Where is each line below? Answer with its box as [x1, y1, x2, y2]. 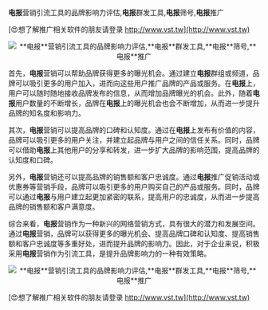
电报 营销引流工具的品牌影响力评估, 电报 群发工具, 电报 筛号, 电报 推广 [8, 8, 225, 17]
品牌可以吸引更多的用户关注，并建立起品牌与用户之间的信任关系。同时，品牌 [8, 135, 260, 144]
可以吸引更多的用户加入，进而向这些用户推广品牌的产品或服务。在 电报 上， [14, 79, 260, 88]
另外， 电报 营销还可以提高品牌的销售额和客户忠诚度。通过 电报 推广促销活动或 [8, 172, 260, 182]
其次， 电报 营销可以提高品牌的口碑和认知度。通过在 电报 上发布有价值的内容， [8, 125, 260, 135]
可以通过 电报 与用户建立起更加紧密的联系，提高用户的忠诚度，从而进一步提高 [8, 192, 260, 202]
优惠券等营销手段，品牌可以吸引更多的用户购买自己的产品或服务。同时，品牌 [8, 182, 260, 191]
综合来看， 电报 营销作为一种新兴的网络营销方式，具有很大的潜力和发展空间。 [8, 219, 260, 228]
